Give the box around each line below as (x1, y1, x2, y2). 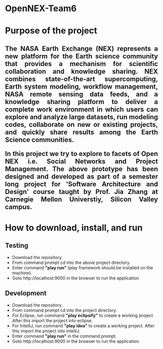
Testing (5, 242, 29, 250)
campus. (5, 203, 33, 211)
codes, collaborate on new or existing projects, (5, 120, 158, 129)
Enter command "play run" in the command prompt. (12, 333, 117, 339)
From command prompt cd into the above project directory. (12, 260, 131, 265)
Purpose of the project (5, 25, 98, 36)
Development (5, 289, 47, 297)
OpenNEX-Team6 (5, 3, 77, 14)
